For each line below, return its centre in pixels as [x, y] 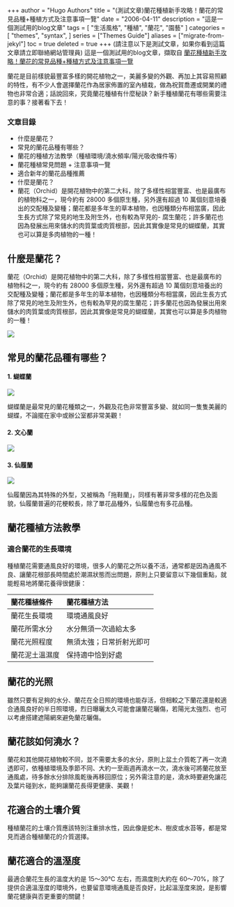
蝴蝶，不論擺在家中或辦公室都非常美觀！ [65, 415]
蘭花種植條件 [32, 602]
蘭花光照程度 [32, 642]
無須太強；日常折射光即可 [109, 642]
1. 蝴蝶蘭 [19, 377]
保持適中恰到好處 [95, 654]
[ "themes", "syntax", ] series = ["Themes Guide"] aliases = [92, 36]
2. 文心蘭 [20, 433]
